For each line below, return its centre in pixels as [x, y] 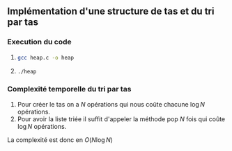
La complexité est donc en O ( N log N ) [60, 140]
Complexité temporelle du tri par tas [69, 89]
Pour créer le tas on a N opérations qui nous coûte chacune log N [111, 104]
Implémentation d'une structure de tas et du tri [111, 11]
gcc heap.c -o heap [46, 57]
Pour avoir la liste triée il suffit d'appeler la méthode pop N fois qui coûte [121, 119]
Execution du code [39, 42]
